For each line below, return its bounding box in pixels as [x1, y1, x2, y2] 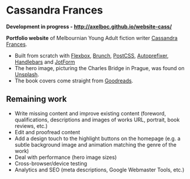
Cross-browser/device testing [14, 160, 87, 167]
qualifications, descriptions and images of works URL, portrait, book [14, 116, 180, 123]
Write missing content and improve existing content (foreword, [14, 110, 166, 117]
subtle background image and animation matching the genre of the [14, 141, 176, 148]
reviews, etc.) [14, 122, 48, 130]
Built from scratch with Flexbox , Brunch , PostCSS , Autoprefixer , [14, 52, 169, 59]
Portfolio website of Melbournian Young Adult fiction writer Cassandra [6, 34, 178, 41]
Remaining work [6, 94, 67, 104]
